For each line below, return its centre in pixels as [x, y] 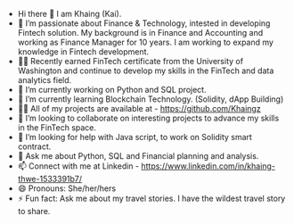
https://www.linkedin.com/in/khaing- [208, 166]
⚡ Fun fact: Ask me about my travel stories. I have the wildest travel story [151, 198]
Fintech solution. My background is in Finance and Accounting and [140, 33]
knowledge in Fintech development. [83, 52]
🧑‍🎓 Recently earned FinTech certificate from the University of [130, 61]
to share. [34, 211]
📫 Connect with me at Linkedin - [78, 166]
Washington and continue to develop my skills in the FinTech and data [146, 71]
